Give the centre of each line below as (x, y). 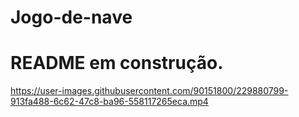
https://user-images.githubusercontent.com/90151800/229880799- (149, 91)
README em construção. (117, 63)
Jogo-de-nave (71, 17)
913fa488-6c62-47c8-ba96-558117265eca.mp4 (109, 102)
